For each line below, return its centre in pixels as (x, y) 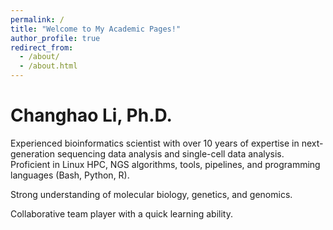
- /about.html (48, 66)
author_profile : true (55, 38)
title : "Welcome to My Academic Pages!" (96, 29)
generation (32, 153)
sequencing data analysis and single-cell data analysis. (170, 153)
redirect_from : (42, 47)
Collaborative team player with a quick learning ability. (121, 213)
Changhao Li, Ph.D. (91, 115)
